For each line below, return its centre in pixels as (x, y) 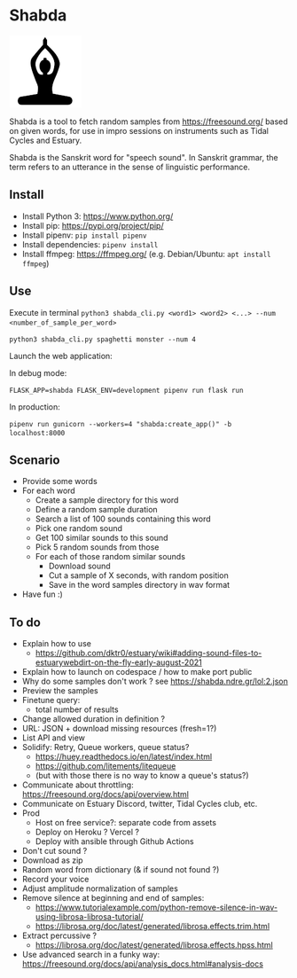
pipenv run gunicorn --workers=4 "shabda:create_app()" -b (121, 424)
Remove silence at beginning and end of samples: (113, 898)
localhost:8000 (37, 433)
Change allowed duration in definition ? (94, 719)
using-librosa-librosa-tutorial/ (89, 917)
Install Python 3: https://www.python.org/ (98, 216)
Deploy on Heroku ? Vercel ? (87, 832)
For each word (48, 491)
